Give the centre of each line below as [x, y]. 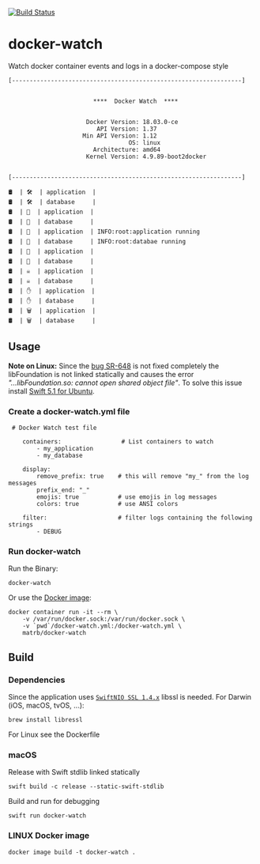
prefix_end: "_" [63, 490]
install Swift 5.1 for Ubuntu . [51, 390]
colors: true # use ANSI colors [107, 504]
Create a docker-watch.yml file [69, 411]
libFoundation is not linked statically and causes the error [101, 374]
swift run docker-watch [47, 816]
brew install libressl [45, 720]
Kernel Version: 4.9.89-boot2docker [146, 157]
